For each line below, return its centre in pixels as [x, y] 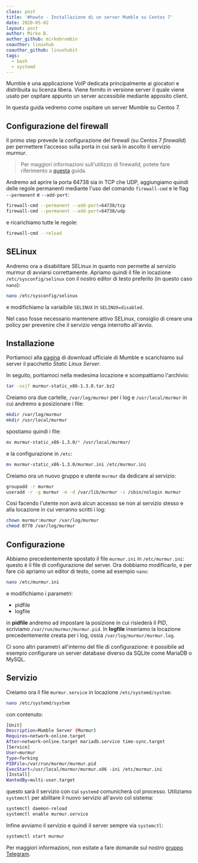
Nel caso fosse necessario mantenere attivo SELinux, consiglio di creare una [99, 318]
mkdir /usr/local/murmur [37, 420]
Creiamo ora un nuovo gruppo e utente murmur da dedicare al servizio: [91, 476]
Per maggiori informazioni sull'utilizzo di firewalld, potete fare [95, 165]
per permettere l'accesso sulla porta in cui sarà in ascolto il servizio [88, 147]
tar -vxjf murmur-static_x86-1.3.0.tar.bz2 [61, 386]
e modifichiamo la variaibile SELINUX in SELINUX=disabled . [75, 307]
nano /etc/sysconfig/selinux [42, 296]
